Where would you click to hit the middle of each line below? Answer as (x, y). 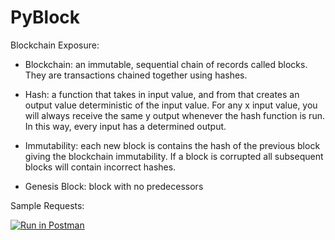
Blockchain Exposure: (55, 45)
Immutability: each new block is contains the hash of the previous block (172, 145)
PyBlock (45, 17)
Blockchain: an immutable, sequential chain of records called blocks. (166, 64)
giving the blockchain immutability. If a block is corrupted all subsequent (174, 156)
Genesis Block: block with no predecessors (114, 186)
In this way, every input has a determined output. (125, 126)
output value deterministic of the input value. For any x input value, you (171, 105)
